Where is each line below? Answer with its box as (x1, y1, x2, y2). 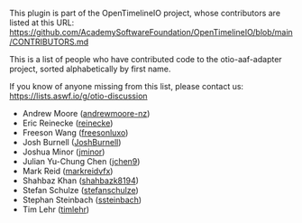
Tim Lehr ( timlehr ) (22, 204, 90, 215)
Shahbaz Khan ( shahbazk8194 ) (22, 175, 140, 186)
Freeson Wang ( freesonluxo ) (22, 127, 129, 138)
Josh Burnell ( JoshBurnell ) (22, 137, 122, 147)
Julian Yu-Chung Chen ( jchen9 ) (22, 156, 141, 166)
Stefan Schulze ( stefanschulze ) (22, 185, 140, 195)
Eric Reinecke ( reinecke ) (22, 117, 114, 128)
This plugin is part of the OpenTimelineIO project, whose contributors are (9, 8, 281, 18)
